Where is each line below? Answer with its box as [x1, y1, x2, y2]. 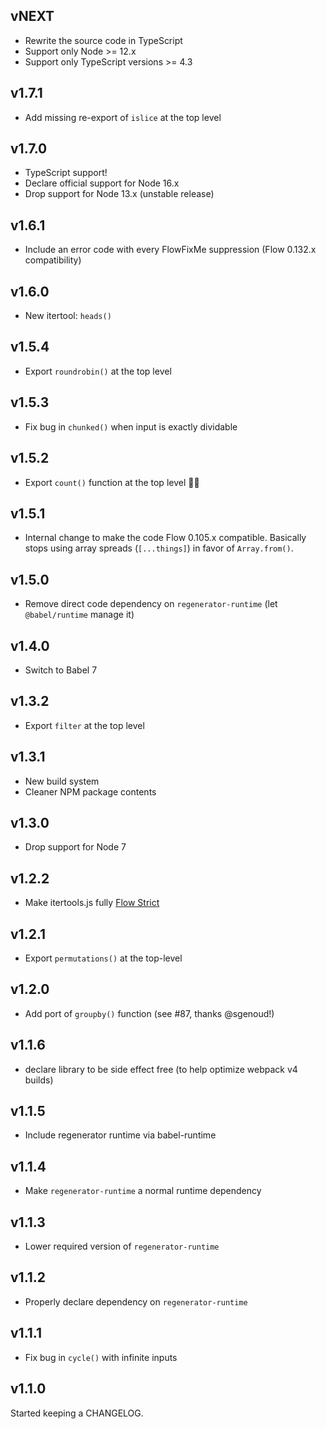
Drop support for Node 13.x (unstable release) [24, 188, 215, 200]
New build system [24, 775, 100, 787]
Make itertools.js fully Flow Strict [24, 897, 160, 909]
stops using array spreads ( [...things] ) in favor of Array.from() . [24, 542, 294, 554]
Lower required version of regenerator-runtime [24, 1240, 220, 1253]
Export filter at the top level [24, 719, 145, 731]
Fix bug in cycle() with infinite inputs [24, 1351, 178, 1363]
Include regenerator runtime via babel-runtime [24, 1129, 217, 1141]
